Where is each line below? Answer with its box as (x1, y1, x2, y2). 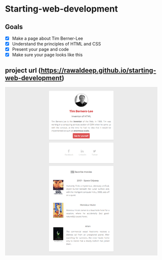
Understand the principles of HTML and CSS (12, 41, 101, 47)
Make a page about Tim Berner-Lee (12, 35, 83, 41)
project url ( (5, 66, 41, 75)
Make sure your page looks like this (12, 52, 83, 58)
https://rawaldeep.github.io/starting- (41, 66, 156, 75)
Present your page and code (12, 46, 69, 52)
